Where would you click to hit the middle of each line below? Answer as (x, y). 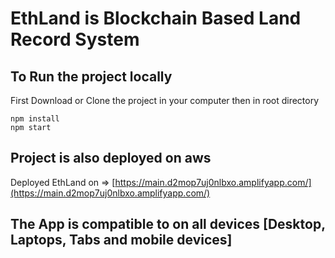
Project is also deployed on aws (111, 158)
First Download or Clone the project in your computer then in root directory (165, 100)
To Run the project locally (91, 76)
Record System (75, 39)
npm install (35, 119)
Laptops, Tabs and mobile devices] (121, 240)
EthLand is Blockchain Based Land (156, 18)
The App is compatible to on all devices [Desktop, (168, 224)
